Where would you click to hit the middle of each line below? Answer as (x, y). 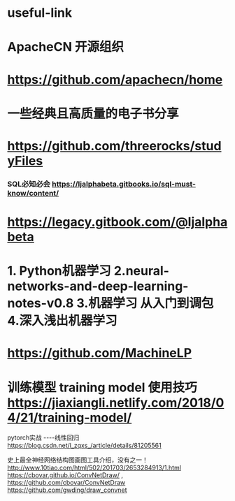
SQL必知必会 (29, 184)
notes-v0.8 (41, 304)
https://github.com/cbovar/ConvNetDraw (66, 483)
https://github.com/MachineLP (100, 353)
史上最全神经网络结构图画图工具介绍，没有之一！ (78, 460)
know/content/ (33, 193)
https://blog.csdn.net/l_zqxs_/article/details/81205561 (85, 446)
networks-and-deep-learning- (98, 286)
